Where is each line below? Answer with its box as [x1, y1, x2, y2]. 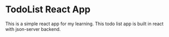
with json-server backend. [5, 26, 61, 32]
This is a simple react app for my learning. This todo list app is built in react [5, 21, 164, 27]
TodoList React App [5, 4, 91, 15]
